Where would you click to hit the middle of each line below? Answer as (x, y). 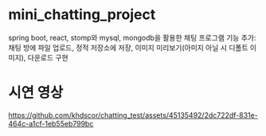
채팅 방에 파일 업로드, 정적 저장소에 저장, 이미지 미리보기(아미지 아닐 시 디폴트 (128, 47)
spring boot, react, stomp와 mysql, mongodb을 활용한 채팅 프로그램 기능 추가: (132, 37)
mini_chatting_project (82, 15)
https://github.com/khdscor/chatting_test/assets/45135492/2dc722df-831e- (133, 115)
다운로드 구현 (48, 57)
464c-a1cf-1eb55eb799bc (51, 123)
